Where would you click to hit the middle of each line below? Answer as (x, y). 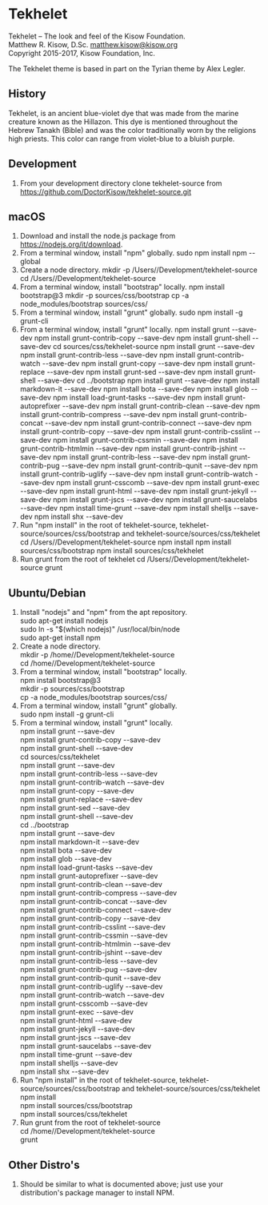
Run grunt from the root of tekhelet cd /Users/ (96, 559)
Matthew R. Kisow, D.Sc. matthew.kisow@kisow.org (93, 44)
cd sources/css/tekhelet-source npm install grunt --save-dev (154, 347)
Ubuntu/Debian (47, 593)
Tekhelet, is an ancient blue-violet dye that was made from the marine (124, 113)
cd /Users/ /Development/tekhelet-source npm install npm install (126, 542)
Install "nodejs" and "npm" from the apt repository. (104, 613)
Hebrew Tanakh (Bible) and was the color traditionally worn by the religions (132, 130)
